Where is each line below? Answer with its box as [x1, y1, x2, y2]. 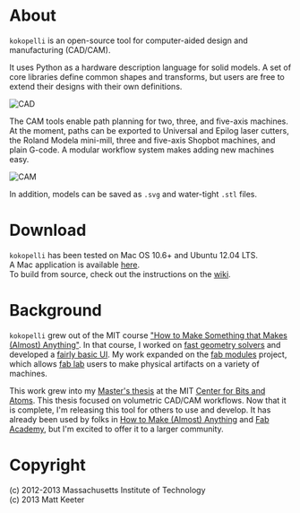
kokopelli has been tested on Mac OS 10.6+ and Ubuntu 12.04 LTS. [9, 249, 258, 260]
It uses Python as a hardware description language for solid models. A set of [9, 62, 292, 73]
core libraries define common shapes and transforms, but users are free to [9, 71, 285, 82]
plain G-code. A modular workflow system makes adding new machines [9, 144, 275, 155]
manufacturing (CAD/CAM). [9, 44, 111, 55]
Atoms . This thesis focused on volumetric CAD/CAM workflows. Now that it [9, 395, 287, 405]
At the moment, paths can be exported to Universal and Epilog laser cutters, [9, 125, 289, 135]
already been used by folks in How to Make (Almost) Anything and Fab [9, 413, 270, 424]
